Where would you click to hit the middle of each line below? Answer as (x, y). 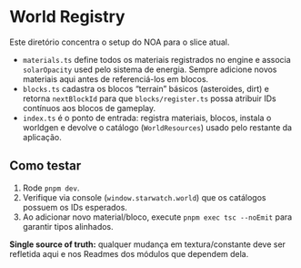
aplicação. (42, 137)
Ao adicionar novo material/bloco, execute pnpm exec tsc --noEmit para (157, 217)
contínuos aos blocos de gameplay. (89, 108)
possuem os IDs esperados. (75, 207)
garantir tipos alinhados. (68, 226)
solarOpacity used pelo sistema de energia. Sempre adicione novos (150, 69)
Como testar (45, 166)
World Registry (67, 17)
